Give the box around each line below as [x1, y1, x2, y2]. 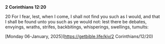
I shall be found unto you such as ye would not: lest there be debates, [5, 19, 147, 24]
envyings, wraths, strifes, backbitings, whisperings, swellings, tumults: [5, 24, 149, 30]
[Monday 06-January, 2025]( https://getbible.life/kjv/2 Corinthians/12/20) [5, 34, 153, 39]
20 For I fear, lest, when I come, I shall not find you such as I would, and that [5, 14, 160, 19]
